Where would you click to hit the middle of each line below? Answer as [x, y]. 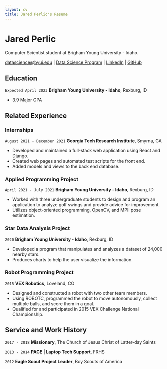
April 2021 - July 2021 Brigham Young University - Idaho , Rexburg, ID [79, 190]
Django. [20, 156]
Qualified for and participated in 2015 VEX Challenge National [75, 309]
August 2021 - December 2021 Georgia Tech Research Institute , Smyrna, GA [83, 141]
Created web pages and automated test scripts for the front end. [79, 161]
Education [21, 78]
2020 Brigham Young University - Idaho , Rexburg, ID [59, 239]
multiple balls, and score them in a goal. [53, 303]
